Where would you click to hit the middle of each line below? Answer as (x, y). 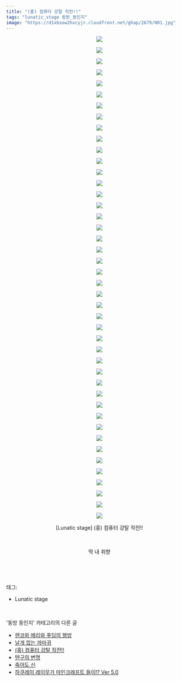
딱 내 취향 (99, 552)
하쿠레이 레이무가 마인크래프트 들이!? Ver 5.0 (67, 672)
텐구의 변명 (28, 657)
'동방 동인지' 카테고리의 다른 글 (42, 623)
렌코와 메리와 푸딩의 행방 (43, 635)
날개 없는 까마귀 (33, 643)
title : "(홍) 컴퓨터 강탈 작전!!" (44, 12)
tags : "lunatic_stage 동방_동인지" (47, 17)
